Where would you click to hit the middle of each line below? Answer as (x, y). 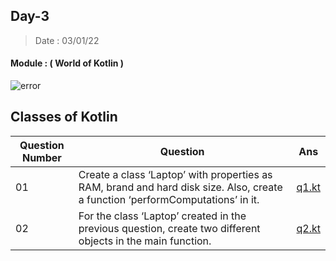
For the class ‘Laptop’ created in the (162, 216)
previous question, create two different (169, 228)
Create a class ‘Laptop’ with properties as (175, 174)
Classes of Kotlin (64, 117)
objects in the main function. (145, 241)
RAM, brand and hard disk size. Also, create (180, 187)
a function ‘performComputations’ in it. (169, 199)
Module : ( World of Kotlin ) (67, 63)
